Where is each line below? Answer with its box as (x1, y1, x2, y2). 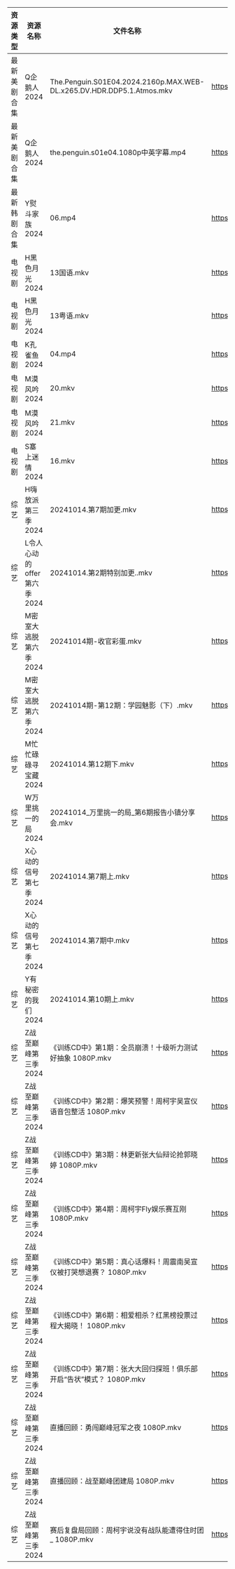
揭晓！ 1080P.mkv (64, 1321, 126, 1330)
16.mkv (50, 456, 76, 465)
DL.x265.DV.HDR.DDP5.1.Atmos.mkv (50, 86, 173, 95)
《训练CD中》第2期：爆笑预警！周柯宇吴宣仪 (50, 1097, 198, 1106)
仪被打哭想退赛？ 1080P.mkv (50, 1267, 147, 1277)
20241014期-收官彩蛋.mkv (50, 637, 142, 646)
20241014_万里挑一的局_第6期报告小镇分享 (50, 807, 196, 817)
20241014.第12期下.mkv (50, 760, 134, 769)
